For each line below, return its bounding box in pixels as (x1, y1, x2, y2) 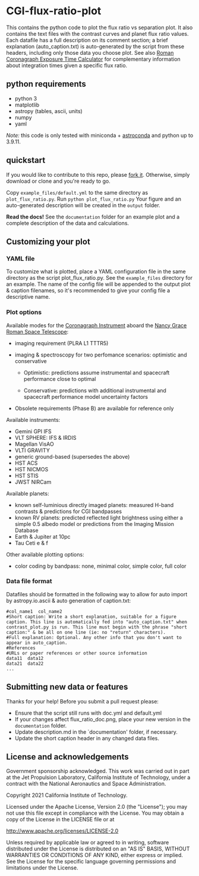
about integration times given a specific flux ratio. (6, 61, 128, 69)
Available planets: (6, 490, 49, 497)
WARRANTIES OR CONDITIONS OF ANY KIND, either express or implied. (6, 852, 183, 859)
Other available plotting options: (6, 550, 84, 558)
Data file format (6, 577, 52, 586)
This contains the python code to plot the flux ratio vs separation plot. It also (6, 24, 193, 31)
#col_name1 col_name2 (6, 608, 62, 614)
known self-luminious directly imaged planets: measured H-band (14, 501, 174, 508)
